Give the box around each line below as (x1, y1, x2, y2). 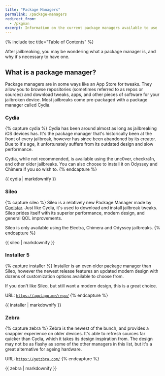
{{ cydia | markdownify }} (5, 176, 57, 182)
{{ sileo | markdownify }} (5, 239, 55, 245)
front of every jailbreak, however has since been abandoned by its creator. (5, 136, 156, 142)
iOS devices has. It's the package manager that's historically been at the (5, 131, 152, 137)
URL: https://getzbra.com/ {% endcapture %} (5, 356, 99, 362)
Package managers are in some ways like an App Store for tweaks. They (5, 81, 152, 87)
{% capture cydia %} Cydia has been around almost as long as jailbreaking (5, 125, 157, 131)
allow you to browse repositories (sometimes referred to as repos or (5, 86, 143, 92)
